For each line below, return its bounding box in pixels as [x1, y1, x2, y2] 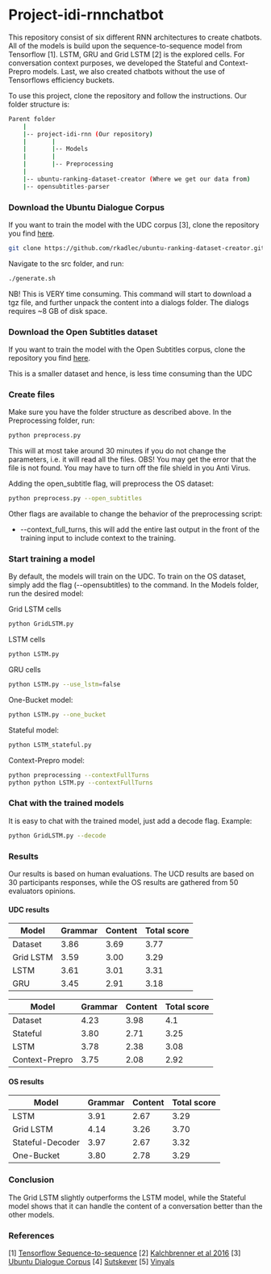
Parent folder [8, 115, 56, 123]
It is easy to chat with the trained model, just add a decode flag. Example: [8, 816, 252, 825]
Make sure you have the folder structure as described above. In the [8, 407, 232, 417]
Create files [8, 389, 55, 400]
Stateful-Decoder [12, 1137, 81, 1148]
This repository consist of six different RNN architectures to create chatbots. [8, 32, 262, 42]
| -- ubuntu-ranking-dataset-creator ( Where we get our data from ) [23, 175, 251, 183]
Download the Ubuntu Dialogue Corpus [8, 202, 165, 213]
